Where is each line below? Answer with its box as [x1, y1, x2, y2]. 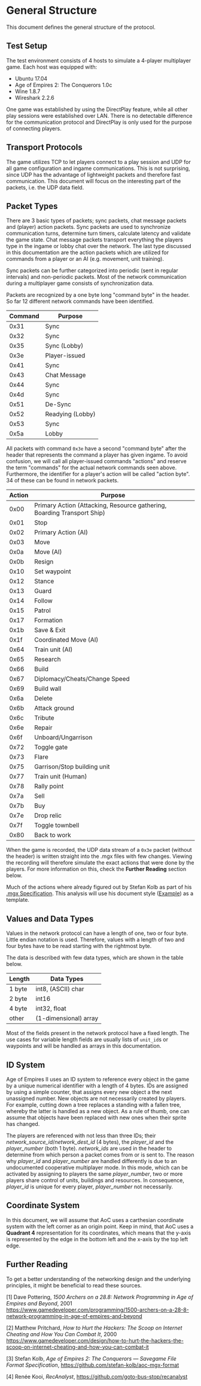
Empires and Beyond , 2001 [6, 1299, 73, 1307]
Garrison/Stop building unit [33, 762, 110, 771]
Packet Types [6, 201, 58, 211]
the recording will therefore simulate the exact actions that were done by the [6, 859, 194, 866]
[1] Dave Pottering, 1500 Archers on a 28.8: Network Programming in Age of [6, 1293, 193, 1301]
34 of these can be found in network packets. [6, 477, 119, 484]
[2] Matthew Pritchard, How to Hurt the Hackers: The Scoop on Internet [6, 1324, 182, 1331]
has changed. [6, 1120, 40, 1127]
